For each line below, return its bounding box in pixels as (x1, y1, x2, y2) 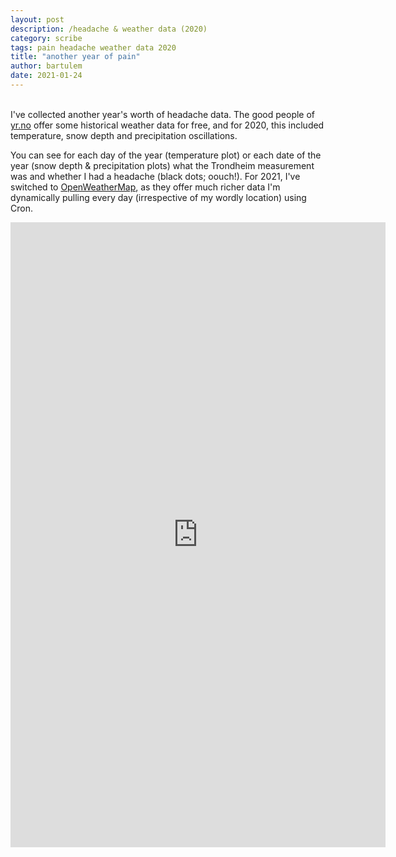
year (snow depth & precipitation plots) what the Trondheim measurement (10, 159, 315, 171)
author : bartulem (10, 61, 83, 71)
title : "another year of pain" (10, 52, 141, 62)
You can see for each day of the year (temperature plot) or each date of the (10, 149, 322, 161)
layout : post (10, 14, 65, 25)
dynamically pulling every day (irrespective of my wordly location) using (10, 191, 307, 203)
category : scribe (10, 33, 83, 43)
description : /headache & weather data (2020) (10, 24, 208, 34)
